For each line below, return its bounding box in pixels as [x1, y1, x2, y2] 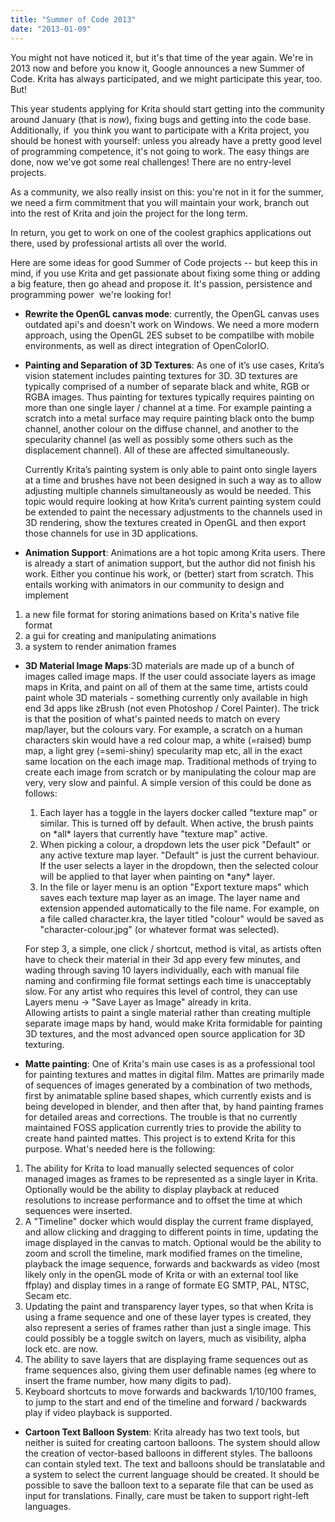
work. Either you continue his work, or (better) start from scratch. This [24, 567, 314, 580]
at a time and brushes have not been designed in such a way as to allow [24, 474, 322, 486]
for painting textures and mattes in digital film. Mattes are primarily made [24, 1068, 325, 1080]
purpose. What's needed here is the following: [24, 1142, 216, 1155]
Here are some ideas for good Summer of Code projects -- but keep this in [10, 256, 318, 268]
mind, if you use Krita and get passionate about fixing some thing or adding [10, 267, 321, 279]
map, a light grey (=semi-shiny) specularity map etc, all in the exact [24, 744, 303, 756]
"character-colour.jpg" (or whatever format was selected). [39, 923, 280, 935]
